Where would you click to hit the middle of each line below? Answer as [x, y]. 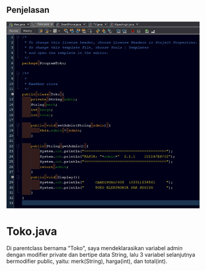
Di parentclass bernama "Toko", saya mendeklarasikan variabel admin [94, 248]
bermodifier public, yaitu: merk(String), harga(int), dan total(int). [87, 261]
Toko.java [32, 231]
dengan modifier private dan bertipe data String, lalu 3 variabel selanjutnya [101, 255]
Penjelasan [28, 10]
